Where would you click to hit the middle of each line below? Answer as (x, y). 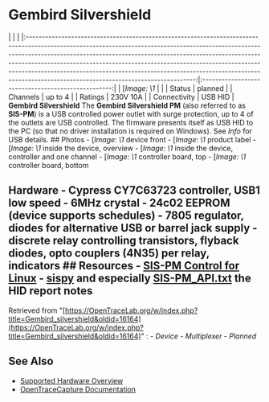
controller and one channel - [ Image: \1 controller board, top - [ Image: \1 (127, 156)
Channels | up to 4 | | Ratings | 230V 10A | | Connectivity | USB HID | (121, 96)
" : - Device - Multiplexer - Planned (199, 336)
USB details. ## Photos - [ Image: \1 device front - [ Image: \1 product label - (132, 139)
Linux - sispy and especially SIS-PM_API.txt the (130, 279)
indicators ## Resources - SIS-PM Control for (124, 266)
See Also (31, 361)
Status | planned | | (201, 88)
